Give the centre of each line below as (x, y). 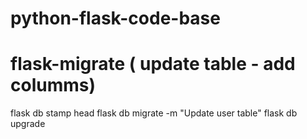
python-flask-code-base (115, 18)
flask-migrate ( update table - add (153, 64)
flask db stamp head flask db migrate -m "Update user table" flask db (154, 113)
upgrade (28, 124)
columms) (53, 85)
